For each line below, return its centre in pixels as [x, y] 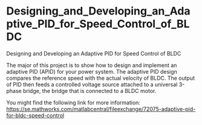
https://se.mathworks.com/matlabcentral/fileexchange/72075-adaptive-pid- [101, 109]
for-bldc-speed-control [35, 115]
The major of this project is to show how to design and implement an [92, 65]
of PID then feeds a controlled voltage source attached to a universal [92, 84]
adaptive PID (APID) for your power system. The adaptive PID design [92, 71]
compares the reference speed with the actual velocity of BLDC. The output [101, 78]
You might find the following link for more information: [73, 102]
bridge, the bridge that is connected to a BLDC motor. [90, 91]
